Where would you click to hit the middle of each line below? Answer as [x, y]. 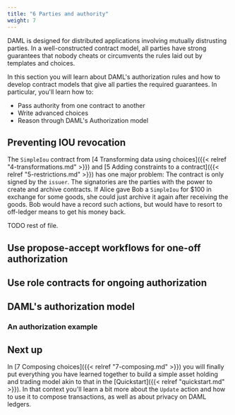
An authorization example [53, 327]
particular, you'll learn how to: [50, 92]
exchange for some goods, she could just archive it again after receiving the [118, 197]
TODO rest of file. [33, 226]
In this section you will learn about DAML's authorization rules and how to [114, 77]
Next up [25, 350]
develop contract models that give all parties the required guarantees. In [112, 84]
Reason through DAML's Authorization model [83, 120]
